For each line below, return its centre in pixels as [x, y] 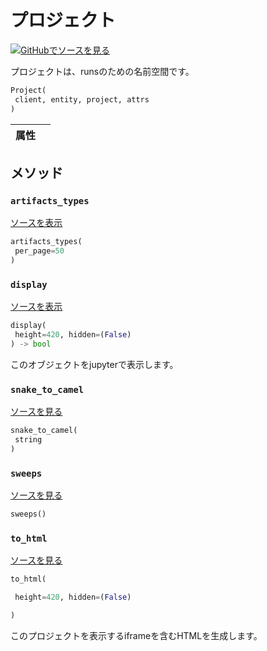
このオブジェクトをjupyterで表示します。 [94, 364]
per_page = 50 [39, 251]
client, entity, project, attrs [82, 99]
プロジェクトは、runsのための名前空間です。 [102, 71]
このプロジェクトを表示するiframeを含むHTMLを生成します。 [136, 635]
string [28, 439]
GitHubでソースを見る [65, 50]
